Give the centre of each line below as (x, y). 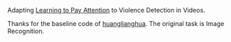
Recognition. (26, 31)
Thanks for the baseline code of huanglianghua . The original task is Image (116, 23)
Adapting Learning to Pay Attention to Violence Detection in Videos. (106, 10)
